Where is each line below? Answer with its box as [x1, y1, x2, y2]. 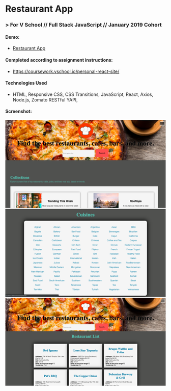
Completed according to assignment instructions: [5, 57, 113, 63]
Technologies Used [5, 80, 47, 86]
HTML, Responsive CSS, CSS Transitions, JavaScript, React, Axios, [12, 91, 154, 97]
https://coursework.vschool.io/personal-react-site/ [12, 68, 120, 74]
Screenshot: [5, 108, 32, 115]
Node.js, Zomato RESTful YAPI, [12, 96, 78, 102]
